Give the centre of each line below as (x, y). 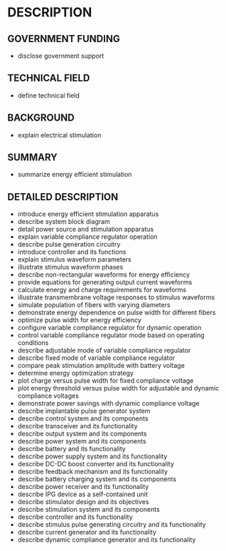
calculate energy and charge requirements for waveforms (102, 290)
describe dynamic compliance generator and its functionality (107, 540)
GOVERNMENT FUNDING (64, 39)
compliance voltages (48, 396)
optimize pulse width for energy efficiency (80, 320)
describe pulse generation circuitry (69, 244)
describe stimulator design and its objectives (83, 502)
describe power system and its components (82, 441)
